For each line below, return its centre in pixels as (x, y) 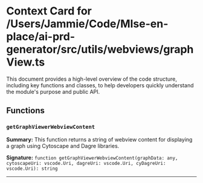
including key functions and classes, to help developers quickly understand (100, 85)
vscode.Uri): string (32, 169)
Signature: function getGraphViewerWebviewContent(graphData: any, (92, 157)
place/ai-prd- (41, 37)
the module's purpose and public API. (53, 91)
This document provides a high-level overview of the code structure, (92, 79)
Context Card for (49, 11)
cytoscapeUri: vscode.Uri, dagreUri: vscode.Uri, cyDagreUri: (86, 163)
